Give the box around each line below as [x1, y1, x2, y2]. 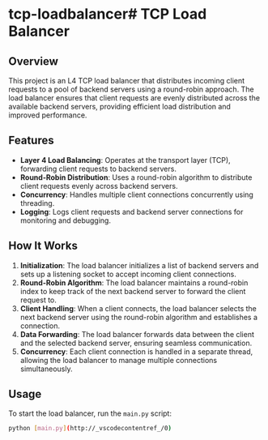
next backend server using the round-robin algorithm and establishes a [19, 312, 257, 322]
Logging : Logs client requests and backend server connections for [19, 207, 244, 216]
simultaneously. [19, 364, 73, 374]
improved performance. [8, 110, 87, 120]
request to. [19, 295, 57, 305]
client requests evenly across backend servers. [19, 181, 178, 190]
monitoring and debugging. [19, 216, 112, 225]
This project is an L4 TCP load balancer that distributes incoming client [8, 76, 245, 85]
